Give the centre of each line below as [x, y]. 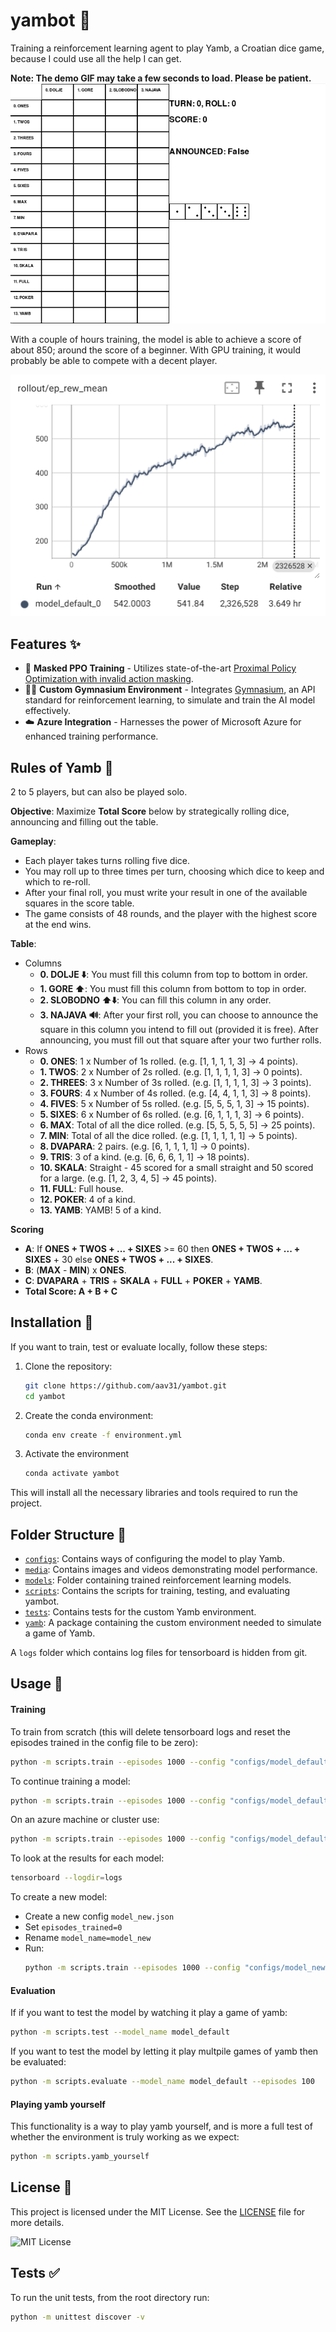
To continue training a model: [70, 1781]
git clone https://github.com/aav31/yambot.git [125, 1385]
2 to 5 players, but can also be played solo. [99, 791]
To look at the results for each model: [87, 1858]
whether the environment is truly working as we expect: [125, 2137]
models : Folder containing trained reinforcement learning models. [158, 1580]
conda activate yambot [72, 1474]
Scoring [27, 1229]
